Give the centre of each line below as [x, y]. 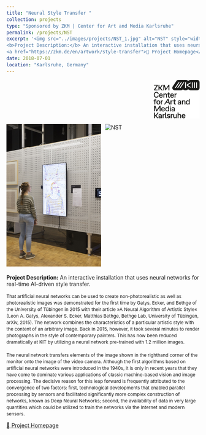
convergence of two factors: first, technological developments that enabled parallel [96, 388]
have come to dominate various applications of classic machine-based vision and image [101, 375]
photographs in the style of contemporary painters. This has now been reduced [92, 336]
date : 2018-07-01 [29, 58]
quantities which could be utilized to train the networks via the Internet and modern [96, 408]
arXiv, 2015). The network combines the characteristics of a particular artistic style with [100, 323]
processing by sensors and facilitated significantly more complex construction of [93, 394]
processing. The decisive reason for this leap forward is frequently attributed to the [96, 381]
